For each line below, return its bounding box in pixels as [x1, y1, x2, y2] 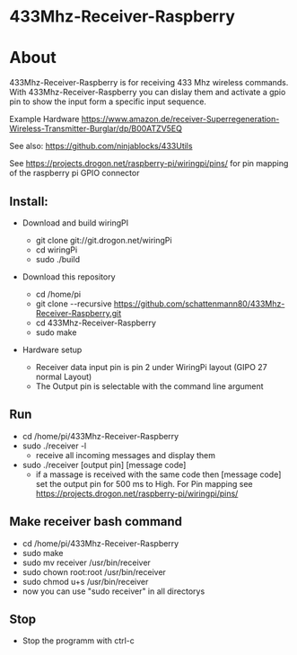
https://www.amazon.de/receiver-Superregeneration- [81, 114, 280, 125]
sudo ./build [35, 253, 81, 264]
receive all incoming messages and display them [35, 449, 215, 460]
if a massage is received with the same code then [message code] [35, 469, 282, 480]
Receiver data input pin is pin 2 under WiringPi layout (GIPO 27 [35, 361, 267, 372]
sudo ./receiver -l [22, 440, 87, 451]
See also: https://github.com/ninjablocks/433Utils [9, 141, 193, 152]
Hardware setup [22, 344, 83, 355]
